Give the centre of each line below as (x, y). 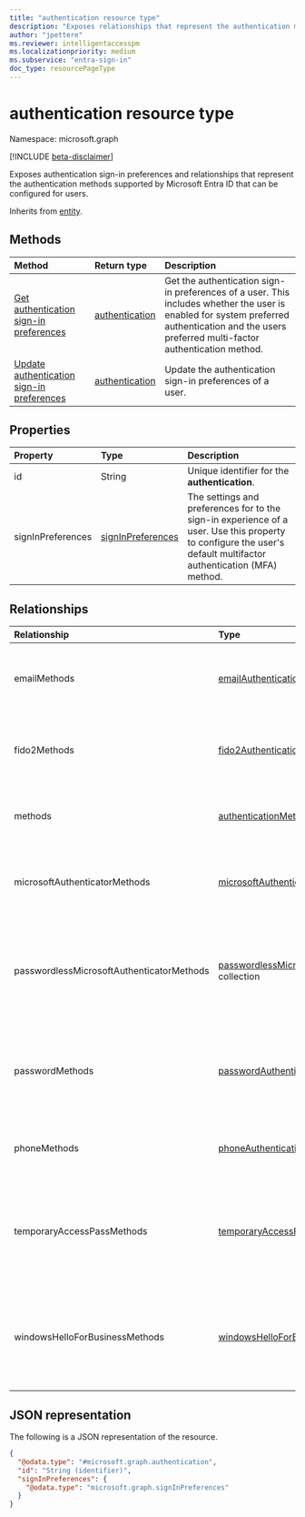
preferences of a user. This (232, 292)
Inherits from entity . (46, 211)
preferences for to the (234, 509)
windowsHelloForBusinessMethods (89, 1337)
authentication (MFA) (232, 565)
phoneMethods (46, 1148)
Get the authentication (212, 280)
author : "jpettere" (46, 35)
